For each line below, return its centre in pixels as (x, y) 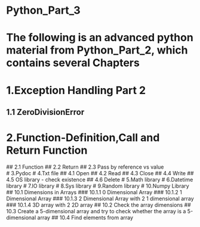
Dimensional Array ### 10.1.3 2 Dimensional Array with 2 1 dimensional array (100, 198)
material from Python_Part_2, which (97, 50)
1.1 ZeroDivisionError (45, 112)
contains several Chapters (73, 63)
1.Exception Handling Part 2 (76, 90)
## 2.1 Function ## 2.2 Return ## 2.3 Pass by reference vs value (85, 167)
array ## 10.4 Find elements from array (85, 217)
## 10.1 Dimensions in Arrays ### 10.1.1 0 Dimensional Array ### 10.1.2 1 (94, 192)
